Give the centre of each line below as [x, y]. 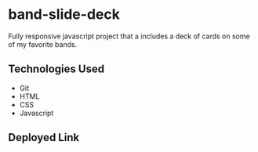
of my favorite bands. [43, 44]
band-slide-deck [64, 14]
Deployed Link [44, 138]
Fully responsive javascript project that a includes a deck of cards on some [129, 36]
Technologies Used [56, 69]
